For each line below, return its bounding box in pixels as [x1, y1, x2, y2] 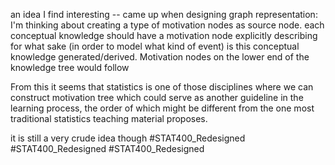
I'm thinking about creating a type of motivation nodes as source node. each [10, 19, 325, 31]
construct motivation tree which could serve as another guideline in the [10, 92, 304, 103]
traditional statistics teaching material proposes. [10, 113, 208, 124]
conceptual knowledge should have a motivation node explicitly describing [10, 30, 318, 41]
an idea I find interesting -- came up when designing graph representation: [10, 9, 318, 20]
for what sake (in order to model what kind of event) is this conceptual [10, 40, 300, 52]
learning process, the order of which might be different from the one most [10, 102, 315, 114]
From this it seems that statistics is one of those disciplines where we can [10, 81, 314, 93]
